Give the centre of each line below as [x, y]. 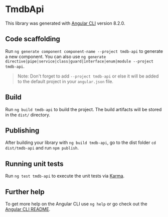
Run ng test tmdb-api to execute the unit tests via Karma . [65, 176]
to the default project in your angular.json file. [65, 81]
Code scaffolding [33, 39]
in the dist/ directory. [28, 115]
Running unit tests [34, 164]
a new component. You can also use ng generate [56, 56]
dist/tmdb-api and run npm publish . [42, 148]
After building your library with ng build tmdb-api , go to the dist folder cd [81, 142]
